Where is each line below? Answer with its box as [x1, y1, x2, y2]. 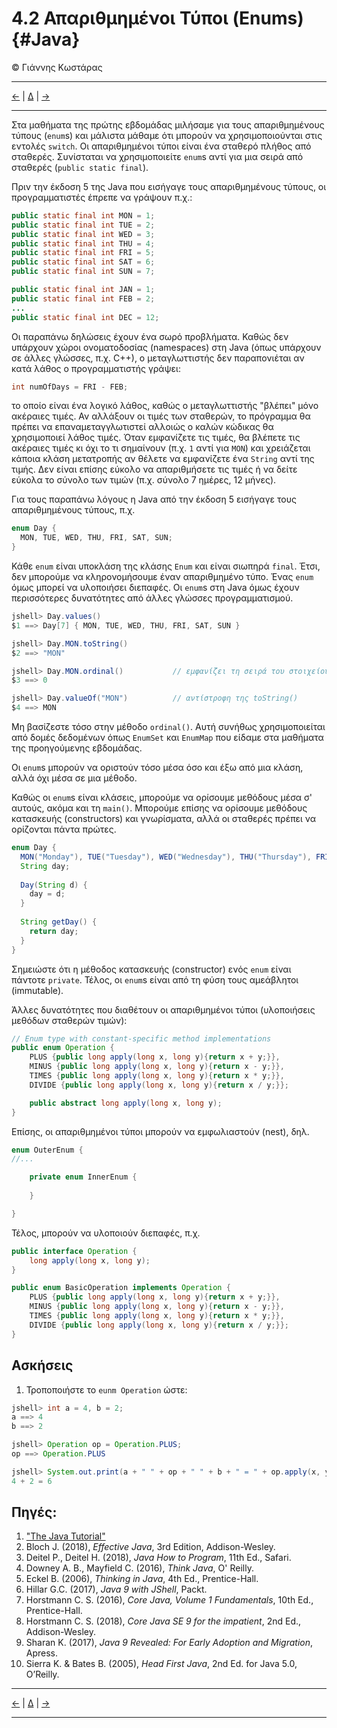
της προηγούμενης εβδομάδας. [11, 742, 143, 754]
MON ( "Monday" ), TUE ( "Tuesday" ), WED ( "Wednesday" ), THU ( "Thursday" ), [20, 852, 312, 862]
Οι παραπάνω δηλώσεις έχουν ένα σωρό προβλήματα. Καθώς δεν [11, 330, 289, 342]
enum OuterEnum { [11, 1145, 84, 1155]
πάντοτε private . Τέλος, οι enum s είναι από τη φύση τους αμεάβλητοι [11, 973, 299, 986]
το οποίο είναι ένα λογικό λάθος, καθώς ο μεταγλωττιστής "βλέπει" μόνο [11, 400, 319, 412]
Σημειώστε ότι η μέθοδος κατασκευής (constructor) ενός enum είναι [11, 963, 292, 975]
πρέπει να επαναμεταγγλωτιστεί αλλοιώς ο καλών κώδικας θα [11, 421, 274, 433]
